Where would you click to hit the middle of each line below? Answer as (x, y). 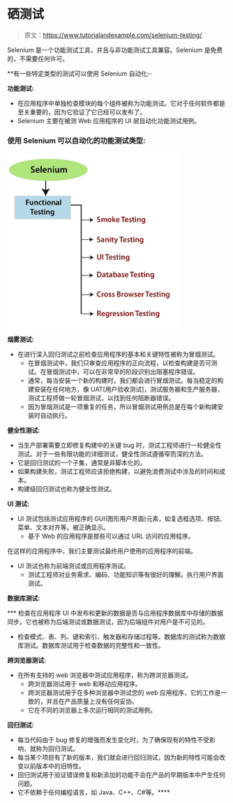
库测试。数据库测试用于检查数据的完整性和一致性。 (91, 646)
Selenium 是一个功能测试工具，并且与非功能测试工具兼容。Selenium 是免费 (115, 50)
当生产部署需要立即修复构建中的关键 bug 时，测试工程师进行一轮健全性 (119, 446)
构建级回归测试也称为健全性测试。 (66, 489)
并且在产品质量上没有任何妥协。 (92, 702)
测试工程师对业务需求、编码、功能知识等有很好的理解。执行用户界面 (126, 575)
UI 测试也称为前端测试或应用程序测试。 (73, 566)
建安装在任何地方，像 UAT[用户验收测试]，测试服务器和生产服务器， (126, 390)
